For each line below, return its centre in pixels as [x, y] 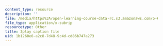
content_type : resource [29, 9]
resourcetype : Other [26, 27]
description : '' [21, 14]
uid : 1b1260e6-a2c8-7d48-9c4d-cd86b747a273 [50, 36]
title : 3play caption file [32, 32]
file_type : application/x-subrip [39, 23]
